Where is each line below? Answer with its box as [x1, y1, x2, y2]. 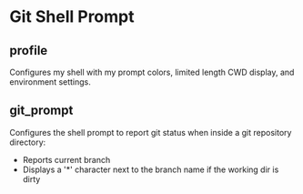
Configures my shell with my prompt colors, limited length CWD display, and [9, 66, 295, 77]
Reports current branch [22, 154, 111, 165]
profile [9, 43, 48, 58]
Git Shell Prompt [9, 6, 135, 27]
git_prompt [9, 103, 74, 118]
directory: [9, 137, 46, 148]
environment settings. [9, 77, 91, 87]
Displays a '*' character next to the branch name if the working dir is [22, 164, 279, 175]
